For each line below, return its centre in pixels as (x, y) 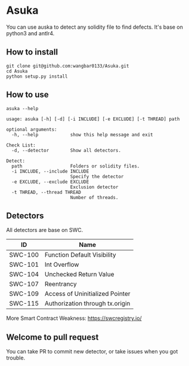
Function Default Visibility (80, 255)
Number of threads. (94, 197)
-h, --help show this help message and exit (82, 135)
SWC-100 (24, 255)
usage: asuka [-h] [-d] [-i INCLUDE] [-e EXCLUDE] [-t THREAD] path (93, 119)
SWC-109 (24, 294)
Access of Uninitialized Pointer (87, 294)
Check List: (21, 145)
